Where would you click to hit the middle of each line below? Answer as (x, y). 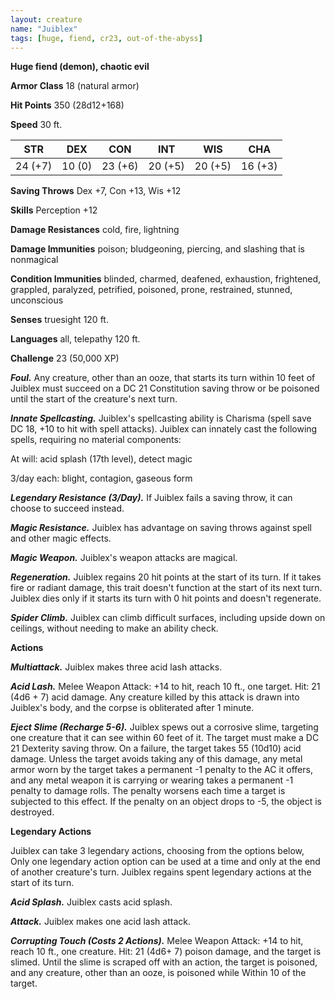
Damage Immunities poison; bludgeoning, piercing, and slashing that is (157, 249)
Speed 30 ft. (36, 125)
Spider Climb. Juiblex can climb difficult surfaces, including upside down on (168, 618)
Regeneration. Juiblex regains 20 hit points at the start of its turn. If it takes (166, 577)
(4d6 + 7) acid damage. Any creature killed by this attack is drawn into (155, 697)
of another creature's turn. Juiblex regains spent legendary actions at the (161, 872)
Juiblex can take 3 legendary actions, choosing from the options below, (157, 851)
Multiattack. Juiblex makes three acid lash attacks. (116, 667)
